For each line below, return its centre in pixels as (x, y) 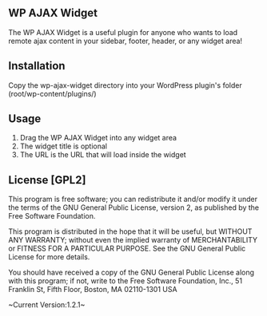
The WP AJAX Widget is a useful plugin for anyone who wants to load (123, 32)
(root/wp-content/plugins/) (53, 93)
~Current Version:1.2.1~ (47, 305)
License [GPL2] (47, 180)
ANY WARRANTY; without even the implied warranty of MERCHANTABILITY (133, 240)
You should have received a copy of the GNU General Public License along (131, 273)
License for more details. (49, 257)
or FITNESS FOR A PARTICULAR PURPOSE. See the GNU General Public (127, 249)
